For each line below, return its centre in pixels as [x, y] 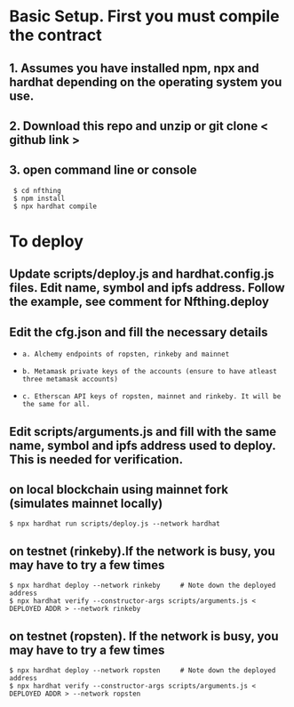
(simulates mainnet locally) [86, 503]
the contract [56, 35]
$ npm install [39, 198]
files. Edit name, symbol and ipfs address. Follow [147, 288]
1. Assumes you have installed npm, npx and [134, 68]
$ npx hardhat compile [55, 206]
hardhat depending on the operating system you [146, 82]
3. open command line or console [103, 170]
